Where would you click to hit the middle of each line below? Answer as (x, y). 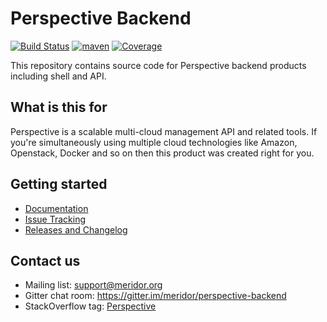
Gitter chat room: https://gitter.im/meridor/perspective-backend (155, 296)
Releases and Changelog (76, 229)
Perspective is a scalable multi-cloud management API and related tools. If (164, 131)
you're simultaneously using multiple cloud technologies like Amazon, (154, 142)
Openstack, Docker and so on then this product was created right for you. (162, 153)
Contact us (45, 260)
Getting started (59, 184)
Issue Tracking (55, 219)
